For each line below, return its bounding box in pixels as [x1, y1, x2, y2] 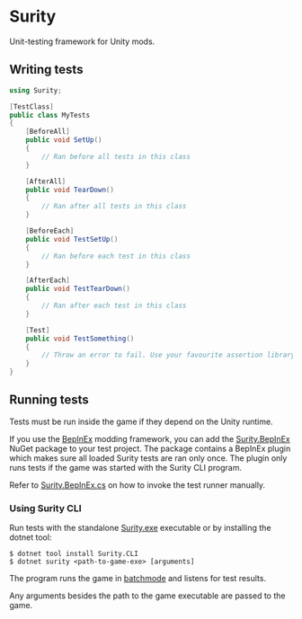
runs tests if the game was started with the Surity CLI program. [9, 462, 243, 473]
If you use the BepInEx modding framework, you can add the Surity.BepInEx [9, 433, 290, 444]
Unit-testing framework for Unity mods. [9, 36, 155, 47]
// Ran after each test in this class [41, 301, 187, 310]
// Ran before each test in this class [41, 252, 191, 261]
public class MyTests [9, 111, 91, 119]
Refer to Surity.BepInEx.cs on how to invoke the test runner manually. [9, 479, 266, 491]
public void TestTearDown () [25, 285, 130, 294]
